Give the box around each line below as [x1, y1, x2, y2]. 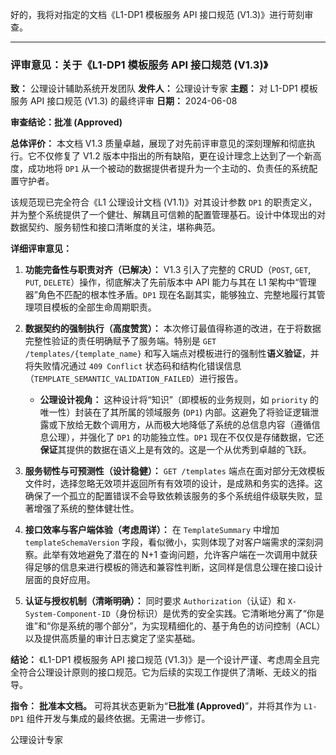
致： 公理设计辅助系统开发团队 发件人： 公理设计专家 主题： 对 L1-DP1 [10, 83, 298, 95]
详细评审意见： [10, 243, 72, 255]
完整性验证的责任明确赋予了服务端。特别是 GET [24, 335, 217, 347]
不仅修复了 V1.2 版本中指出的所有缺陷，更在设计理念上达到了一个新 [36, 150, 313, 162]
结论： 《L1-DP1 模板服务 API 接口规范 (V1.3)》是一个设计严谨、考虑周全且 [10, 654, 312, 666]
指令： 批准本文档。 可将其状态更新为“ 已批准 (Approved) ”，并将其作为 [10, 700, 302, 712]
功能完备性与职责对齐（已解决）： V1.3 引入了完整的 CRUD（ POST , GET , [24, 264, 312, 276]
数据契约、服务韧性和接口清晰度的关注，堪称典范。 [10, 221, 221, 233]
